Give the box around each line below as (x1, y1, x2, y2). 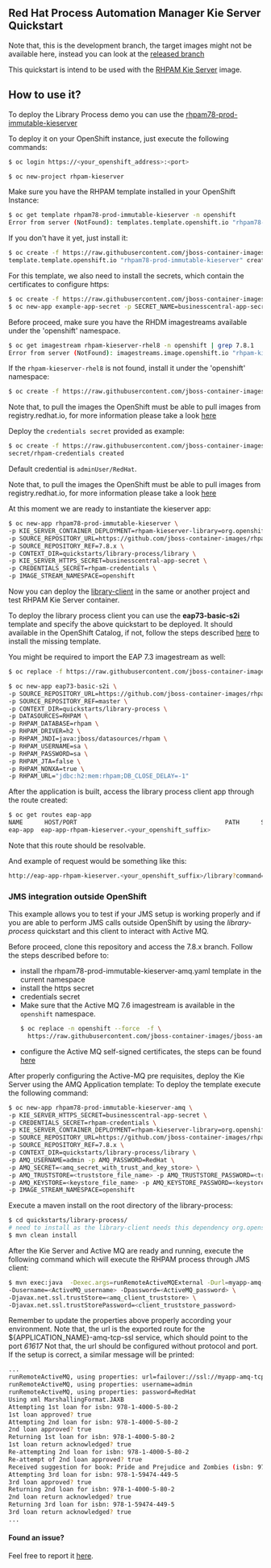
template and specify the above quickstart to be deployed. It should (8, 619, 233, 628)
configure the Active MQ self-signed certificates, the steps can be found (19, 1046, 262, 1056)
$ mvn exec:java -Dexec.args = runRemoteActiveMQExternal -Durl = (8, 1278, 229, 1287)
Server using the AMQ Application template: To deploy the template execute (8, 1079, 261, 1089)
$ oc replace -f (8, 668, 63, 676)
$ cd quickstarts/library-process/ (8, 1216, 128, 1224)
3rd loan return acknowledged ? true (8, 1508, 131, 1516)
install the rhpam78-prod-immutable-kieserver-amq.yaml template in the (19, 966, 262, 976)
